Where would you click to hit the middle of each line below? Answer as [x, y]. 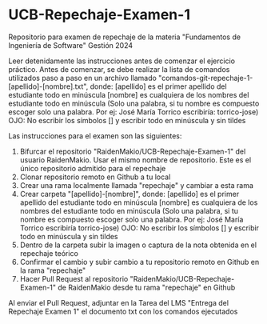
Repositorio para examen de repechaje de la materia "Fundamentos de [125, 37]
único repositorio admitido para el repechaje [93, 168]
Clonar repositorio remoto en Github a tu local [95, 177]
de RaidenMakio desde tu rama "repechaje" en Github [147, 287]
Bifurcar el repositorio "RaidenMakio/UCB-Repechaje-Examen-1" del [133, 151]
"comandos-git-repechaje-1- [206, 78]
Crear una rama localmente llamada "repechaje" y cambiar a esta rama [137, 185]
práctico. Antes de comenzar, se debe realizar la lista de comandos [119, 69]
